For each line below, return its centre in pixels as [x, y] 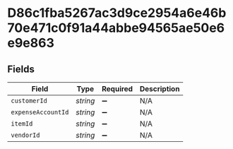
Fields [21, 69]
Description [160, 89]
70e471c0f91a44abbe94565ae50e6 [116, 28]
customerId [29, 101]
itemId [22, 124]
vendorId [25, 135]
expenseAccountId [40, 112]
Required [117, 89]
